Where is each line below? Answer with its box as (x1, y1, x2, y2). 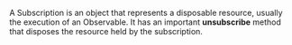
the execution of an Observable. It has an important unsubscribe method (9, 17, 282, 27)
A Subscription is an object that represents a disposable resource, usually (9, 8, 283, 18)
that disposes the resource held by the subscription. (9, 26, 203, 36)
